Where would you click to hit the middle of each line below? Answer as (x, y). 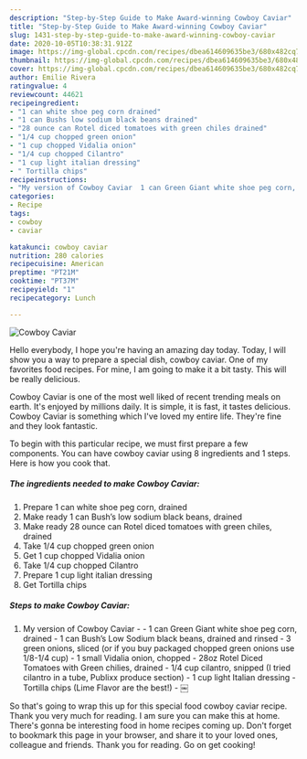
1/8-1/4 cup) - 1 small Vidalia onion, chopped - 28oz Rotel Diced (143, 657)
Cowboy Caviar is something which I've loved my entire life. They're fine (145, 416)
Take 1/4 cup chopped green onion (89, 546)
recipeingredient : (44, 103)
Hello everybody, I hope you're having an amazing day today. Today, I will (148, 349)
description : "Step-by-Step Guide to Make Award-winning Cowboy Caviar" (151, 18)
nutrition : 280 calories (57, 256)
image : (22, 52)
